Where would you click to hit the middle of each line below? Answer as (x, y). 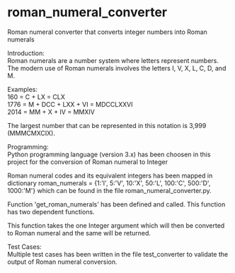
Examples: (22, 89)
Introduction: (26, 53)
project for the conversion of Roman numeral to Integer (88, 162)
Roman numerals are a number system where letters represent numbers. (113, 60)
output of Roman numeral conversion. (63, 262)
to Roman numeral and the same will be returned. (79, 233)
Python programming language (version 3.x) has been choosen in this (109, 154)
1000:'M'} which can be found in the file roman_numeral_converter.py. (110, 190)
